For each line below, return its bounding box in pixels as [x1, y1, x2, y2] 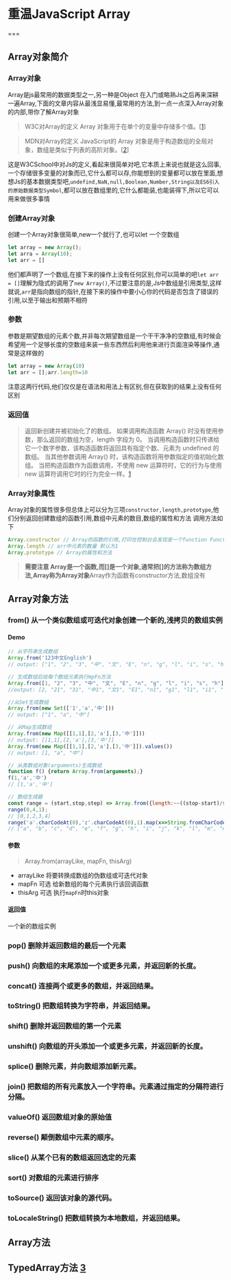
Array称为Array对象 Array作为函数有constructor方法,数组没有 [32, 571, 206, 579]
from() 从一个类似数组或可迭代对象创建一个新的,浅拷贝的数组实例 [8, 616, 223, 625]
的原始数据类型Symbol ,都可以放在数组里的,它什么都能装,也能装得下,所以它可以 [8, 186, 219, 194]
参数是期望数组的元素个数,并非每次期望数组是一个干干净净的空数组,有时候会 [8, 332, 222, 340]
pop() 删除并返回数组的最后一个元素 [8, 940, 126, 950]
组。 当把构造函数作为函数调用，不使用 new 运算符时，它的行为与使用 [24, 461, 222, 469]
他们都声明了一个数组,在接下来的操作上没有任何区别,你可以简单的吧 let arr [8, 270, 219, 279]
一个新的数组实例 [8, 922, 56, 930]
